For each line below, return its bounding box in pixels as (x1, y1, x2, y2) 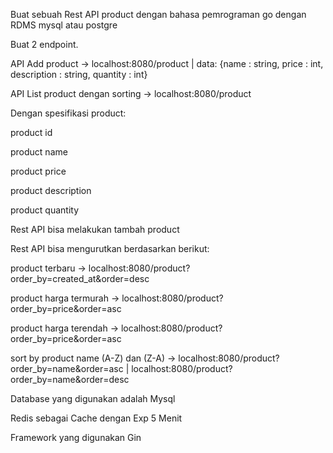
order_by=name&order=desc (10, 374, 130, 385)
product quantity (10, 204, 80, 216)
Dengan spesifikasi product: (10, 107, 127, 119)
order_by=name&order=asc (10, 363, 124, 374)
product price (10, 165, 67, 177)
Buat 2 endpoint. (10, 39, 79, 50)
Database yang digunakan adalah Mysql (10, 393, 176, 404)
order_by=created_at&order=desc (10, 273, 150, 284)
